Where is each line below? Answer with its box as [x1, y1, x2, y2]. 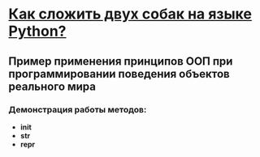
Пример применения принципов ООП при [8, 54, 233, 68]
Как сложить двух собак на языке [8, 5, 252, 23]
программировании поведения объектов [8, 66, 230, 81]
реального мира [8, 79, 96, 93]
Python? [8, 22, 67, 40]
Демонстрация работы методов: [8, 104, 147, 115]
